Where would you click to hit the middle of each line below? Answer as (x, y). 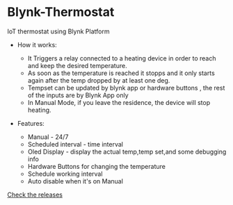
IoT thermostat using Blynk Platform (58, 31)
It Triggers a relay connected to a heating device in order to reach (122, 58)
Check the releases (35, 195)
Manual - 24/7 (48, 137)
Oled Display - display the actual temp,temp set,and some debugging (127, 151)
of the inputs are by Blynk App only (78, 95)
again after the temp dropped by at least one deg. (99, 80)
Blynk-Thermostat (61, 12)
